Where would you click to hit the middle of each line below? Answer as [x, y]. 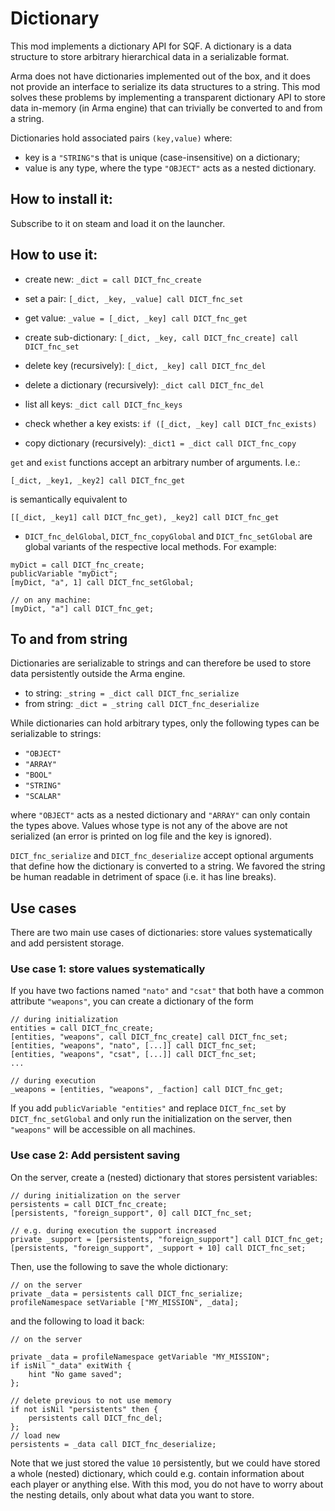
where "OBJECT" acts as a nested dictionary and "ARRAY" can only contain [160, 815]
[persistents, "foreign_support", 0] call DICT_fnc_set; [131, 1213]
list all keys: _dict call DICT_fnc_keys [103, 404]
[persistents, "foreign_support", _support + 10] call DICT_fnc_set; [158, 1248]
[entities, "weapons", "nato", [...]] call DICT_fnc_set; [133, 1046]
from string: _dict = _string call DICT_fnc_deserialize [142, 704]
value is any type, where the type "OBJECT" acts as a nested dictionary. [170, 168]
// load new [35, 1435]
